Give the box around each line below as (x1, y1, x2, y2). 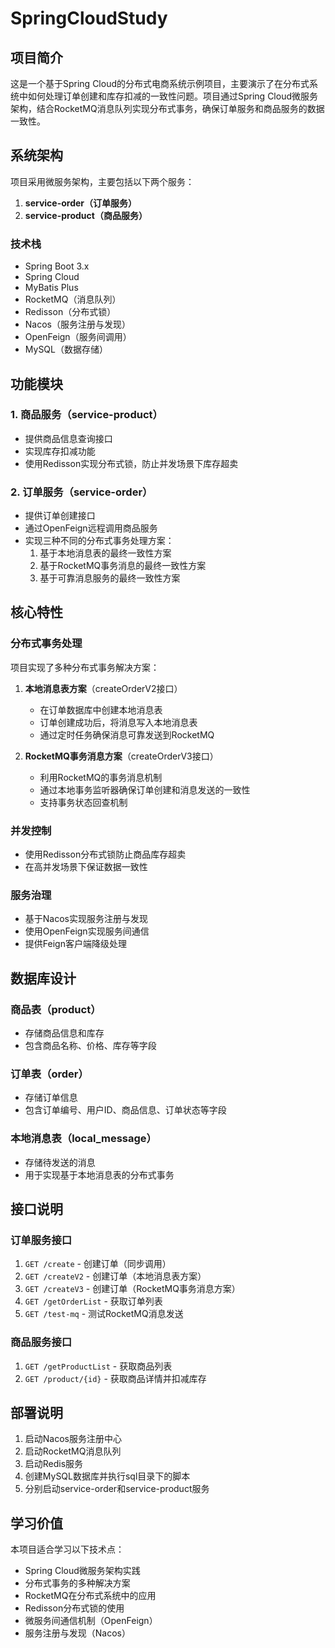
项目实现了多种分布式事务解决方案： (10, 661, 160, 673)
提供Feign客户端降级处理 (24, 938, 127, 950)
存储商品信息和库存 (24, 1027, 105, 1039)
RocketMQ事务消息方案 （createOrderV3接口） (24, 750, 219, 762)
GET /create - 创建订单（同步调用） (24, 1258, 172, 1270)
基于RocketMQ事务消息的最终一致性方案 (39, 560, 207, 572)
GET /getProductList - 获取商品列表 (24, 1360, 173, 1372)
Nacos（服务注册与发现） (24, 318, 131, 331)
